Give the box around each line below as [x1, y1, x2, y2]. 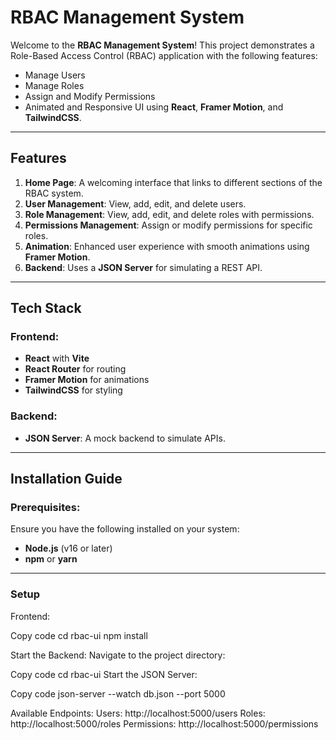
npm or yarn [24, 553, 78, 565]
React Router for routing [24, 363, 127, 375]
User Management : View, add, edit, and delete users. [24, 197, 247, 210]
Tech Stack [10, 300, 82, 317]
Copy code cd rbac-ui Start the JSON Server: [10, 668, 198, 680]
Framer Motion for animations [24, 374, 150, 386]
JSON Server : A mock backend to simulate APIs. [24, 432, 226, 444]
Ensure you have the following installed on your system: [10, 523, 240, 535]
